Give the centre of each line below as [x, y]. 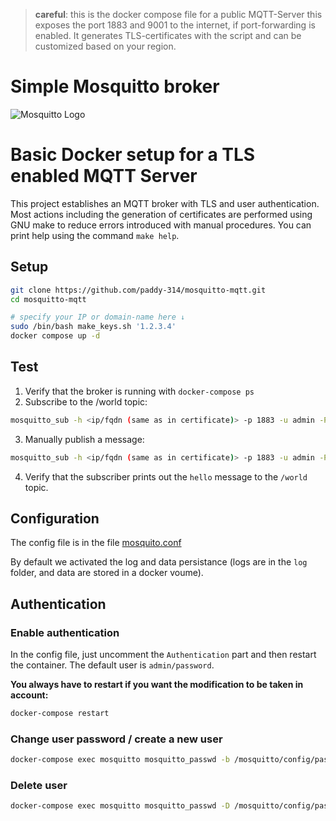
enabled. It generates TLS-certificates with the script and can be [168, 35]
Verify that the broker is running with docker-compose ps [139, 391]
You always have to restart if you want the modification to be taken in [157, 685]
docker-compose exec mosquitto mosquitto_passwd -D [120, 806]
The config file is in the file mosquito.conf [96, 543]
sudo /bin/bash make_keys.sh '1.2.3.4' [93, 327]
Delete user [39, 786]
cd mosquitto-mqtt [48, 299]
